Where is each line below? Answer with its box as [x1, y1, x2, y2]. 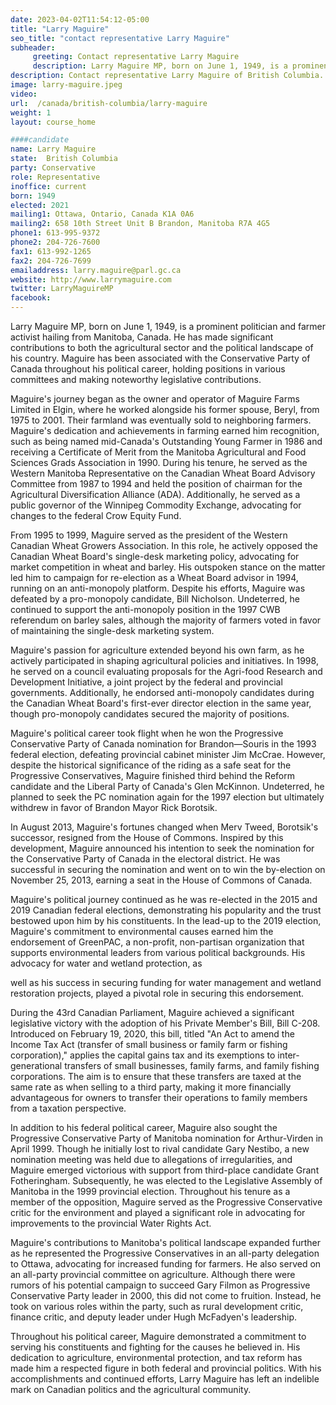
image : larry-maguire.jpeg [10, 80, 123, 90]
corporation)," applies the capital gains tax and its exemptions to [10, 1049, 276, 1061]
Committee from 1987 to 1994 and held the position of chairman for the [10, 478, 303, 490]
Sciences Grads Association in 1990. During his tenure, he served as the [10, 457, 308, 468]
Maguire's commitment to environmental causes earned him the [10, 926, 274, 937]
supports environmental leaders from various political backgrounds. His [10, 947, 306, 958]
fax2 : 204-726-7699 [10, 256, 92, 266]
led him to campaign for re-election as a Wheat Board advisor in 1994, [10, 572, 299, 583]
